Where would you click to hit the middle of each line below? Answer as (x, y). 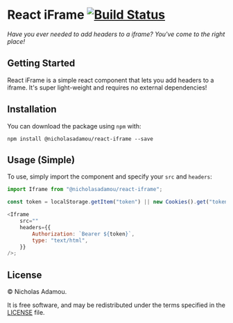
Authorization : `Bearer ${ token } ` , (84, 234)
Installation (32, 109)
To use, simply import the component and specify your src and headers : (110, 176)
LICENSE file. (26, 313)
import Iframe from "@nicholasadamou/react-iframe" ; (85, 190)
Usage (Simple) (41, 160)
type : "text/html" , (60, 240)
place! (16, 41)
